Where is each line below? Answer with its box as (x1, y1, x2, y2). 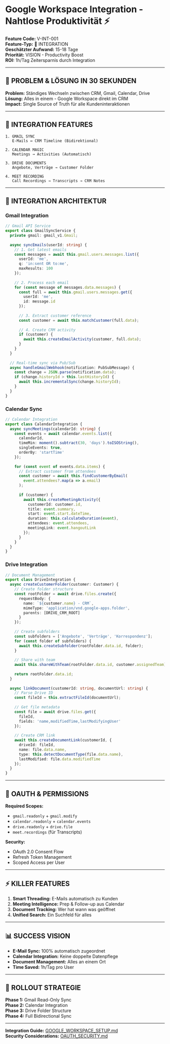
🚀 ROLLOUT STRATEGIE (5, 984, 81, 992)
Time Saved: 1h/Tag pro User (12, 964, 74, 970)
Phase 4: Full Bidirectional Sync (5, 1013, 72, 1019)
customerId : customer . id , (27, 501, 82, 507)
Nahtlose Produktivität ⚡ (5, 15, 110, 27)
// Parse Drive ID (14, 690, 53, 696)
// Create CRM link (14, 733, 56, 738)
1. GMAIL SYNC (5, 133, 35, 139)
